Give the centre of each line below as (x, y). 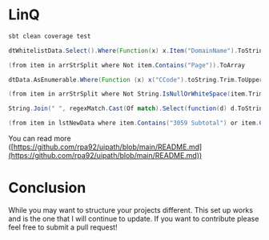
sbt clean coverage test (50, 36)
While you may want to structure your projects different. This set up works (131, 210)
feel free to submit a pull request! (63, 227)
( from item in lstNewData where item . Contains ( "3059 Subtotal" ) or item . (134, 123)
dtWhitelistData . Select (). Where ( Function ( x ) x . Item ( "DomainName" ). (123, 51)
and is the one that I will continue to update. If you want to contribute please (134, 219)
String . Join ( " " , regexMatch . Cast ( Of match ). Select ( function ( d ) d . (123, 109)
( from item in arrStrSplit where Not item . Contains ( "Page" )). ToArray (127, 65)
